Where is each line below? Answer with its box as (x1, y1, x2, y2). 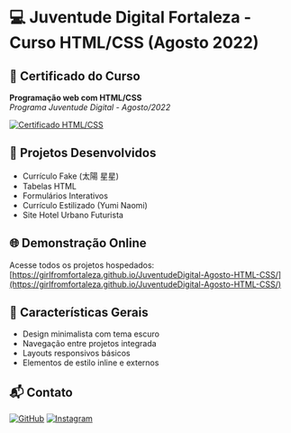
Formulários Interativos (22, 190, 108, 201)
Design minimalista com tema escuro (22, 328, 160, 339)
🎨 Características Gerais (9, 305, 149, 320)
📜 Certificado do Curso (9, 69, 141, 84)
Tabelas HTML (22, 180, 77, 191)
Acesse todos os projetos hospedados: (9, 259, 155, 271)
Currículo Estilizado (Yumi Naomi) (22, 199, 149, 210)
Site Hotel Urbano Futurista (22, 209, 124, 220)
